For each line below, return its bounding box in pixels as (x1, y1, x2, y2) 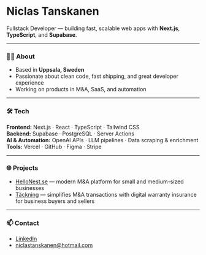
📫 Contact (6, 219, 39, 227)
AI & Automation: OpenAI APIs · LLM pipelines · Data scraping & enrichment (6, 136, 199, 143)
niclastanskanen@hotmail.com (15, 242, 93, 249)
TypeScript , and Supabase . (6, 31, 77, 38)
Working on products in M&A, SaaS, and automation (15, 86, 147, 93)
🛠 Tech (6, 107, 29, 116)
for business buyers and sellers (15, 197, 95, 205)
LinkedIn (15, 235, 37, 243)
